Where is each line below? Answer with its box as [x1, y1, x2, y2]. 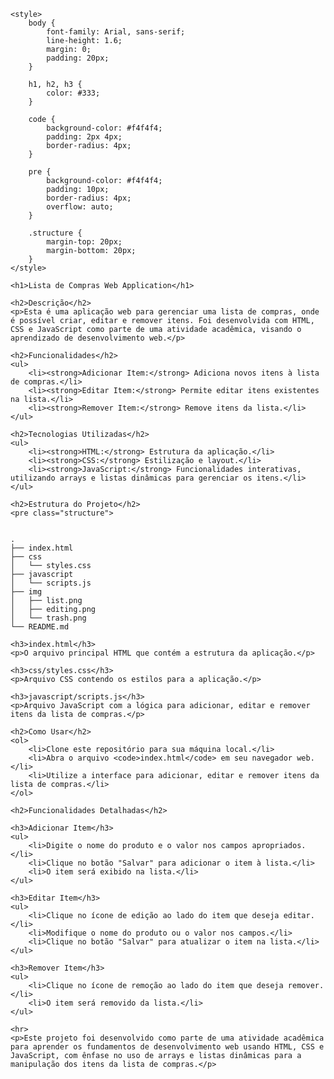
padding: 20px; [46, 53, 110, 63]
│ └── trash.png [10, 613, 87, 623]
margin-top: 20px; [46, 237, 123, 247]
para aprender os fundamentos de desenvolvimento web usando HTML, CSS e [10, 1042, 325, 1052]
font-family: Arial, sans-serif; [46, 27, 186, 37]
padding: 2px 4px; [46, 132, 123, 142]
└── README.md [10, 622, 70, 632]
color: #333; [46, 88, 101, 98]
